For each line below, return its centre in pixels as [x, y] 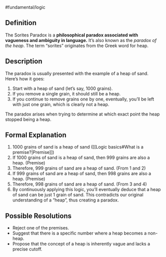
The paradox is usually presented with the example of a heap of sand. [77, 73]
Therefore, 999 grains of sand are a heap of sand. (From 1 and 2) [79, 168]
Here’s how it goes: [25, 78]
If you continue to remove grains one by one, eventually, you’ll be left [83, 99]
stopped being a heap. [28, 119]
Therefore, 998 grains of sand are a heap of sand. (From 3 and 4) [80, 184]
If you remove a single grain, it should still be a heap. [67, 93]
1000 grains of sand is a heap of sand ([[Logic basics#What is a [78, 147]
